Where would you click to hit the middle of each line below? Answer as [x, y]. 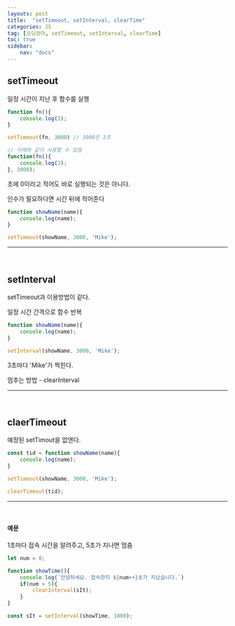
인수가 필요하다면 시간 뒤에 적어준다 [56, 198]
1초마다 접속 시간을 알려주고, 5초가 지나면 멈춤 [70, 545]
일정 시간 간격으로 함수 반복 [45, 312]
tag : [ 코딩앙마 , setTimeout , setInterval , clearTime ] [84, 33]
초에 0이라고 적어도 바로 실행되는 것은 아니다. [69, 184]
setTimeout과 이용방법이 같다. [49, 297]
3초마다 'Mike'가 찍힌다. [40, 365]
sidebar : [20, 46]
